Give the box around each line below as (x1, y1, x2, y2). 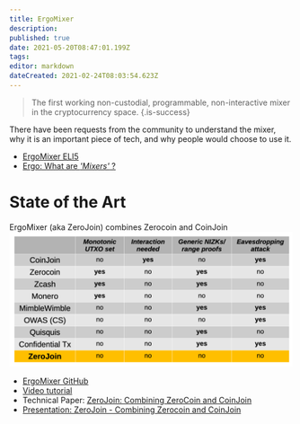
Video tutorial (22, 385, 73, 395)
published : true (9, 33, 70, 42)
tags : (9, 52, 30, 62)
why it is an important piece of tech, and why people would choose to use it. (9, 133, 292, 144)
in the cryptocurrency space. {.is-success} (31, 106, 190, 117)
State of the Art (9, 192, 127, 213)
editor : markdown (9, 62, 75, 71)
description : (9, 23, 58, 33)
